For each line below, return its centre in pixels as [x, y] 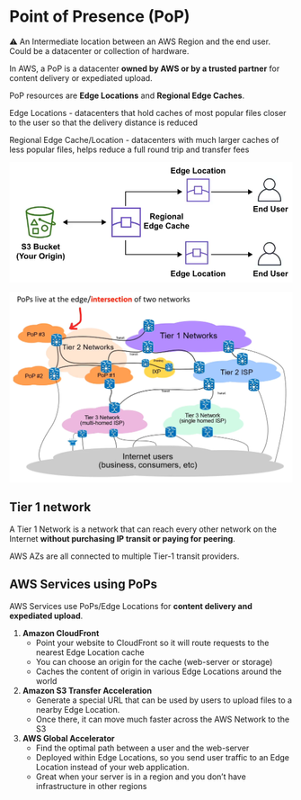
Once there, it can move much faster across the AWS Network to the [163, 719]
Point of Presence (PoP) [100, 17]
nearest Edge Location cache [90, 652]
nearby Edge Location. [78, 709]
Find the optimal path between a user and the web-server [142, 748]
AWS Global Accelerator [68, 738]
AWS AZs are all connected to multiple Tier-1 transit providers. [124, 556]
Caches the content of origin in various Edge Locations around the [159, 671]
